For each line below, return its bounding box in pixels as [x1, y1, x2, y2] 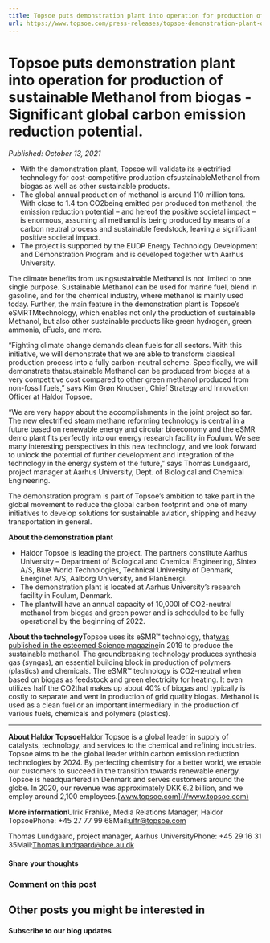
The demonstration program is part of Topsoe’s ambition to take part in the [8, 491, 256, 501]
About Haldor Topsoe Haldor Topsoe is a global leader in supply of [8, 732, 229, 742]
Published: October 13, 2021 [8, 149, 101, 158]
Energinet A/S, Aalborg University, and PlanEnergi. [19, 574, 187, 584]
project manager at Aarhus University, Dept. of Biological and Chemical [8, 467, 244, 477]
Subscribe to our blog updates [8, 925, 112, 935]
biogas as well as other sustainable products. [19, 182, 170, 191]
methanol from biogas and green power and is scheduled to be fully [19, 608, 245, 617]
